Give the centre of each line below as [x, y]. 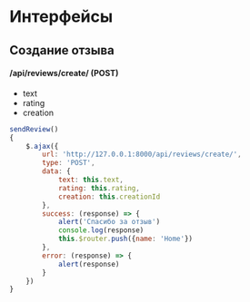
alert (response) [89, 264]
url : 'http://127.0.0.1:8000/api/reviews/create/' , [142, 155]
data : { [56, 171]
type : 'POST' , [69, 163]
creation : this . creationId [109, 197]
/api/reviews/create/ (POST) [64, 73]
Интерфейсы [61, 17]
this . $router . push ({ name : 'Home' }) [125, 239]
